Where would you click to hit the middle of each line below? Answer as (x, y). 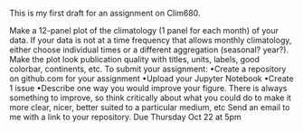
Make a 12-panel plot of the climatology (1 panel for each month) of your (144, 30)
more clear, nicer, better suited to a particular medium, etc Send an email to (150, 107)
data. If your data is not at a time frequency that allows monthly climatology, (151, 40)
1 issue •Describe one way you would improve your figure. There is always (148, 88)
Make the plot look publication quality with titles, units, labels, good (135, 59)
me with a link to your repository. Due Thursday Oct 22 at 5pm (125, 117)
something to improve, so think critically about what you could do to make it (151, 98)
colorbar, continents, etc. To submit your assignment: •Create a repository (148, 69)
